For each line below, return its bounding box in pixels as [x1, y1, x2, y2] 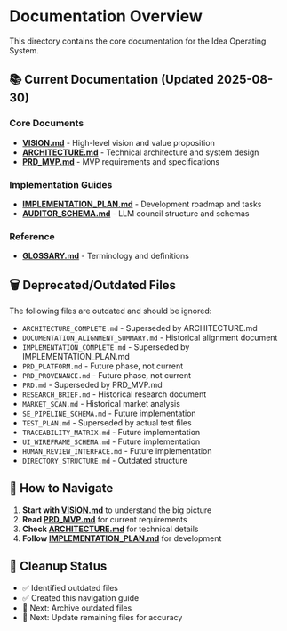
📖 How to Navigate [9, 481, 114, 496]
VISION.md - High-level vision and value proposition [21, 137, 215, 148]
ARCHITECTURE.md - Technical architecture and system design [21, 147, 259, 158]
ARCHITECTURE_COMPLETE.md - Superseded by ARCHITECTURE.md [21, 323, 258, 334]
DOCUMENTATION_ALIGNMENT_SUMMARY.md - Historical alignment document [21, 332, 278, 344]
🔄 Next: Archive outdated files [21, 603, 132, 613]
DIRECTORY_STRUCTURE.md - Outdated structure [21, 456, 188, 466]
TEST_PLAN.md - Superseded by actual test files [21, 417, 193, 428]
